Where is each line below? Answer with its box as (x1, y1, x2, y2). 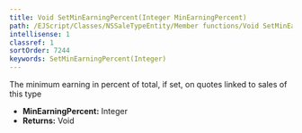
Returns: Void (22, 115, 75, 126)
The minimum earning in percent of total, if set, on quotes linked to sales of (9, 79, 288, 89)
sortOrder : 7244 (9, 46, 70, 55)
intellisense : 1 (9, 29, 70, 38)
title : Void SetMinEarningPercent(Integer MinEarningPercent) (9, 12, 247, 22)
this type (9, 88, 42, 99)
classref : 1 (9, 37, 54, 47)
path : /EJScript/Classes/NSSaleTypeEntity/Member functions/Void (9, 21, 259, 30)
